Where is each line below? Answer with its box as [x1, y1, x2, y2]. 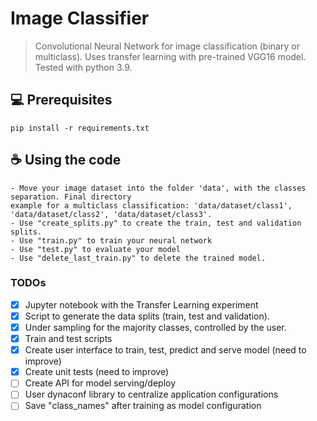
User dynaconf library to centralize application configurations [24, 388, 279, 401]
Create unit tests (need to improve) [24, 366, 170, 378]
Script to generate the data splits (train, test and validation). [24, 310, 270, 322]
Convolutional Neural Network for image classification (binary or [34, 40, 300, 52]
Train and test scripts [24, 333, 113, 345]
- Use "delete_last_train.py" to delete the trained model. [10, 253, 267, 263]
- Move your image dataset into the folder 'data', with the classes [10, 183, 307, 193]
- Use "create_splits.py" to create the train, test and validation [10, 218, 302, 228]
